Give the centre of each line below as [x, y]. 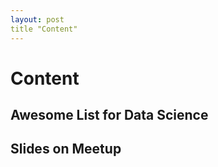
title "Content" [44, 29]
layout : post [37, 19]
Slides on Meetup [66, 149]
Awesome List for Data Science [109, 115]
